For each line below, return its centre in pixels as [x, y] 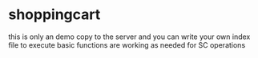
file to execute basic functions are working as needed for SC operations [127, 44]
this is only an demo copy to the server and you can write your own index [129, 37]
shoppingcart [54, 15]
